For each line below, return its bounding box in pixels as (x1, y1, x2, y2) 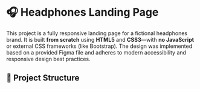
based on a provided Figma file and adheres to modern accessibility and (6, 48, 186, 56)
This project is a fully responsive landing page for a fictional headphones (6, 29, 188, 37)
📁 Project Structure (6, 73, 80, 83)
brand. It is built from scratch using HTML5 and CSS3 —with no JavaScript (6, 36, 195, 43)
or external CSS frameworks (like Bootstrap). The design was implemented (6, 42, 193, 50)
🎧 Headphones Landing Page (6, 5, 159, 19)
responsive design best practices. (6, 55, 91, 62)
